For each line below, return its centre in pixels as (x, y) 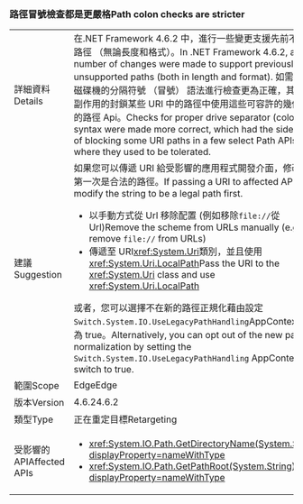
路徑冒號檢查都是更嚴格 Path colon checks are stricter (127, 14)
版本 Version (39, 403)
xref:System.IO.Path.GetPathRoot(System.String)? (194, 466)
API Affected (40, 462)
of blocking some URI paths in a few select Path (174, 141)
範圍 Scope (37, 386)
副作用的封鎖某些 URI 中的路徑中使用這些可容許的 (179, 104)
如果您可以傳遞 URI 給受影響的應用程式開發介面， (179, 169)
